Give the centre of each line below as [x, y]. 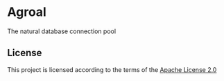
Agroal [27, 12]
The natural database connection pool [62, 31]
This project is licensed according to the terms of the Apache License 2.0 [112, 69]
